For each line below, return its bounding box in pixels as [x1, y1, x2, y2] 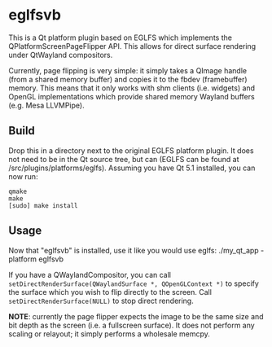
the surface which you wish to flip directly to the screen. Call [8, 287, 212, 296]
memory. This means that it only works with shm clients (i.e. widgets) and [8, 83, 255, 93]
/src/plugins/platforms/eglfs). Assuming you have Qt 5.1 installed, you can [8, 163, 256, 173]
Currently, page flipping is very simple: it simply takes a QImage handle [8, 65, 247, 75]
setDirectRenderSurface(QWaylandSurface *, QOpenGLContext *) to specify [8, 279, 259, 288]
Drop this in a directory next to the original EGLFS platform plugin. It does [8, 145, 254, 156]
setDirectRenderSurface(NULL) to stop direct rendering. [8, 296, 194, 305]
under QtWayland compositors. [8, 50, 113, 59]
